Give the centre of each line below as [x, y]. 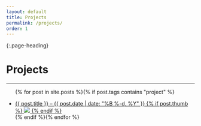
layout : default [26, 12]
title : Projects [26, 17]
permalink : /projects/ [34, 23]
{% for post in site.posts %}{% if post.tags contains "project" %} [95, 92]
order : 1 [17, 28]
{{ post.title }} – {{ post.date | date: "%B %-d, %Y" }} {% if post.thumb [101, 104]
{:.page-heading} [28, 46]
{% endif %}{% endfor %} [47, 117]
